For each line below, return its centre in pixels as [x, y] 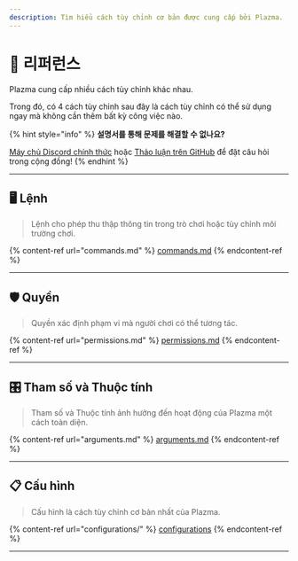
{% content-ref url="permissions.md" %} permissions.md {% [121, 340]
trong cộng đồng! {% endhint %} [69, 161]
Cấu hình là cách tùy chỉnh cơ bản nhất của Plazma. [125, 511]
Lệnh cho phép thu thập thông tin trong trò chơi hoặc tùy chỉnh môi [153, 224]
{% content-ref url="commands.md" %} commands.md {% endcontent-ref [146, 251]
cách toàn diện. [59, 422]
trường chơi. [53, 234]
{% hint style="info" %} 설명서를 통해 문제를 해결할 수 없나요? [117, 134]
